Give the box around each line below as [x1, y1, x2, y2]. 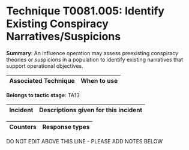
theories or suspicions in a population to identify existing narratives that [6, 56, 184, 63]
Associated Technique [9, 76, 75, 85]
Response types [42, 122, 90, 131]
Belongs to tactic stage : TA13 [6, 91, 80, 98]
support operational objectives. [6, 62, 83, 70]
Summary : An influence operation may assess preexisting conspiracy [6, 49, 179, 56]
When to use [80, 76, 118, 85]
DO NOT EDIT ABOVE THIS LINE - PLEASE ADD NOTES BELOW [6, 137, 163, 145]
